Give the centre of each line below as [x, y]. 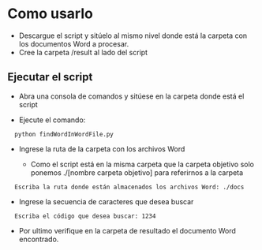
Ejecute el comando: [52, 120]
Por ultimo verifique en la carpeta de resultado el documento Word [127, 230]
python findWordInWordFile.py [64, 134]
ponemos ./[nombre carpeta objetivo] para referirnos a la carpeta [137, 172]
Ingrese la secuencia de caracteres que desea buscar [106, 201]
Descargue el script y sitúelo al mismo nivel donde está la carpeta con [133, 35]
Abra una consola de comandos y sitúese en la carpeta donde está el [131, 96]
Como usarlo [51, 14]
